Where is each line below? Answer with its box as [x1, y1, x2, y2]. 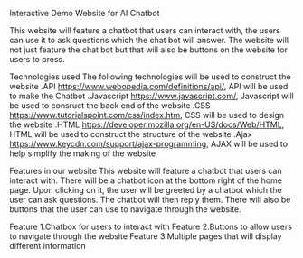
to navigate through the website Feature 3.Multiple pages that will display [9, 231, 282, 242]
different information [9, 241, 86, 251]
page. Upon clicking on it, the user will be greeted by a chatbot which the [9, 185, 282, 195]
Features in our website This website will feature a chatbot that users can [9, 166, 282, 176]
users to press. [9, 54, 65, 64]
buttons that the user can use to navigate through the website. [9, 204, 241, 215]
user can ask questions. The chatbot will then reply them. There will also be [9, 194, 291, 205]
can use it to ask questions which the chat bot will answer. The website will [9, 35, 289, 45]
